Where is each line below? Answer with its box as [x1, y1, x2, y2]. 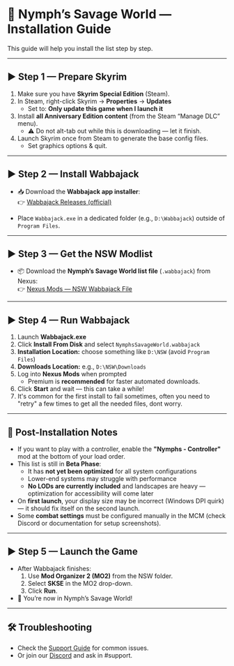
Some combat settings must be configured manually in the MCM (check [17, 512, 226, 519]
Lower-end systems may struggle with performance [27, 475, 177, 482]
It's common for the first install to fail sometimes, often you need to [17, 392, 210, 401]
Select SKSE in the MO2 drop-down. [27, 579, 133, 587]
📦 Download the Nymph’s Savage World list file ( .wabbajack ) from [17, 267, 211, 275]
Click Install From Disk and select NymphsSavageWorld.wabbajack [17, 340, 201, 348]
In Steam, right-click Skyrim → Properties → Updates [17, 97, 172, 105]
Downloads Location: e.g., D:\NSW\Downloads [17, 362, 146, 371]
